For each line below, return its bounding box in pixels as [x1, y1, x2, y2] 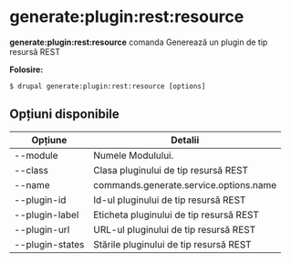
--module [14, 149, 58, 162]
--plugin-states [14, 237, 85, 250]
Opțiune [31, 133, 68, 146]
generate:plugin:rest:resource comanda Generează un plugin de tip [9, 37, 268, 47]
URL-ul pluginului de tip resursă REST [93, 223, 256, 236]
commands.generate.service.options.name [93, 178, 277, 191]
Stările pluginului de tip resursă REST [93, 237, 253, 250]
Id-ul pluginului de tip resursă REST [93, 194, 246, 206]
